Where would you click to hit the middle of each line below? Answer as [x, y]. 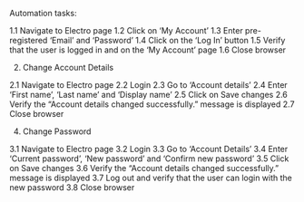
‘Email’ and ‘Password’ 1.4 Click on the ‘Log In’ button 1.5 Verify [167, 40]
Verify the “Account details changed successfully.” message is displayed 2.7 [152, 104]
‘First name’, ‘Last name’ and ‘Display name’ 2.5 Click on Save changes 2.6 [149, 95]
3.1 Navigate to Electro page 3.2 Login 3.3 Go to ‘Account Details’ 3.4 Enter [149, 149]
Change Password [57, 131]
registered [29, 40]
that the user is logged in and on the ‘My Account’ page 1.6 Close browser [148, 50]
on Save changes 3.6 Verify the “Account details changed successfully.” [144, 168]
